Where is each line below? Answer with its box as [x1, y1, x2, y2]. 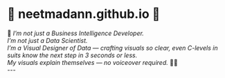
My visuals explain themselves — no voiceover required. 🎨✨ [7, 58, 178, 66]
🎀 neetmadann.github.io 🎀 [7, 6, 161, 22]
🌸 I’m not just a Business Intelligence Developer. [7, 29, 144, 37]
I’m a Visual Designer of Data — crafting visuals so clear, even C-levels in [7, 43, 218, 52]
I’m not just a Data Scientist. [7, 36, 88, 44]
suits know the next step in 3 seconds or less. [7, 51, 138, 59]
